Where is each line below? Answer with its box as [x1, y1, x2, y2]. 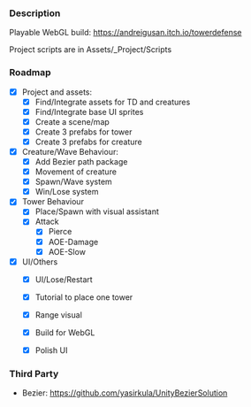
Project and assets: [21, 87, 93, 97]
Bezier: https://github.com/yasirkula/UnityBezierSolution [21, 388, 228, 398]
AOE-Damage [48, 236, 99, 247]
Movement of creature [34, 166, 118, 177]
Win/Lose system [34, 187, 99, 197]
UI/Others [21, 256, 58, 267]
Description [9, 7, 61, 19]
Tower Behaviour [21, 196, 84, 207]
